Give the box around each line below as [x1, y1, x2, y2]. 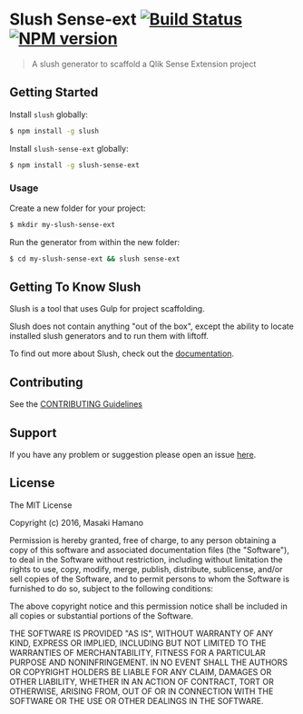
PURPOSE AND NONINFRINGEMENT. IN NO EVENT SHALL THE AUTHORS [9, 657, 288, 668]
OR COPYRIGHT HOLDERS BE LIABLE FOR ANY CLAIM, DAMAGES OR [9, 666, 272, 677]
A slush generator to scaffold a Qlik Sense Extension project [31, 58, 257, 69]
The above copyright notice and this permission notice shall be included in [9, 600, 288, 611]
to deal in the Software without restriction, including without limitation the [9, 554, 283, 565]
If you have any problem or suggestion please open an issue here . [9, 449, 257, 460]
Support [9, 425, 57, 441]
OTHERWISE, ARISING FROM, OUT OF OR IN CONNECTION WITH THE [9, 686, 274, 697]
